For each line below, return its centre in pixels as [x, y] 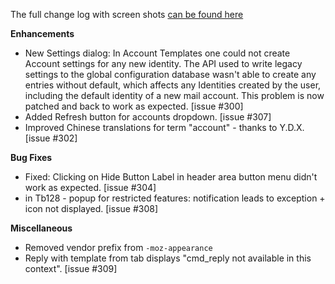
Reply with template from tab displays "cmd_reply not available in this [168, 258]
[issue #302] [51, 138]
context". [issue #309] [71, 268]
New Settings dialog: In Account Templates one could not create [157, 53]
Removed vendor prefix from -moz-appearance [118, 247]
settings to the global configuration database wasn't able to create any [170, 74]
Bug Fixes [31, 157]
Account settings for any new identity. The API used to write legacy [163, 63]
